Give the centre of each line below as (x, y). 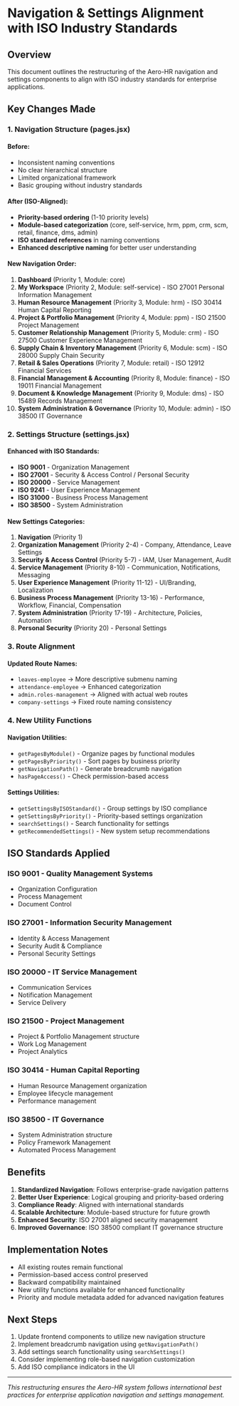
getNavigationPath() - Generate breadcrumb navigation (100, 768)
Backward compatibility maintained (69, 1282)
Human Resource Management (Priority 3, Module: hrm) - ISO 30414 (120, 302)
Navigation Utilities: (37, 737)
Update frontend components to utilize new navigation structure (111, 1337)
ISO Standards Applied (59, 853)
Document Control (45, 904)
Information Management (55, 294)
